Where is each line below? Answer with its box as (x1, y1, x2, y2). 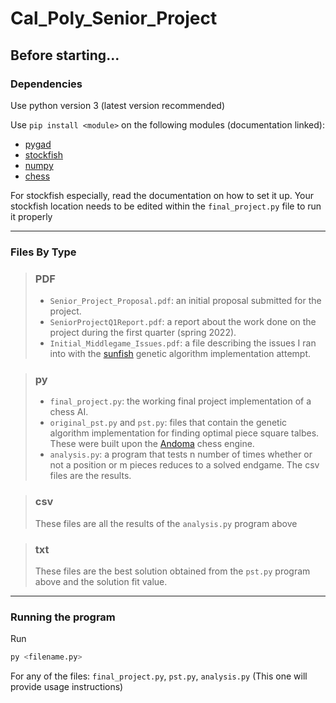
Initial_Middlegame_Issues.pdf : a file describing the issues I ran (49, 337, 317, 349)
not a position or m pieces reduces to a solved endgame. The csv (49, 459, 320, 471)
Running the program (10, 610, 116, 624)
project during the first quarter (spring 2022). (49, 327, 237, 339)
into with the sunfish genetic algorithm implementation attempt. (49, 348, 311, 360)
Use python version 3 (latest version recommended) (10, 99, 225, 111)
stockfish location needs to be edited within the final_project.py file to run (10, 200, 322, 212)
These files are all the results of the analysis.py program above (34, 517, 298, 529)
